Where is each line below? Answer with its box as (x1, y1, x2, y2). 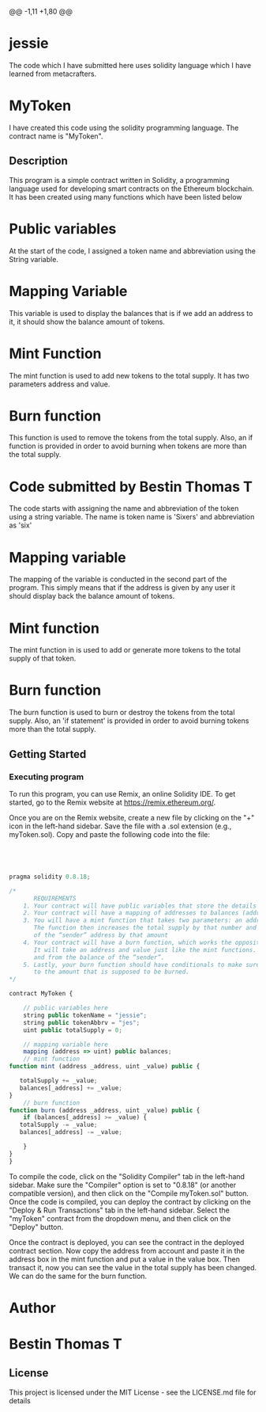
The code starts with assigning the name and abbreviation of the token (9, 504, 239, 513)
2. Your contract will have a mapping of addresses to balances (23, 909, 239, 917)
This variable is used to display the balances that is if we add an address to (9, 308, 253, 318)
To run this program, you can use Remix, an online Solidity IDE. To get (9, 789, 236, 798)
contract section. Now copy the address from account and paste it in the (9, 1246, 245, 1255)
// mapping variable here (23, 1041, 109, 1049)
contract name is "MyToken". (9, 131, 103, 141)
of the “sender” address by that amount (33, 931, 169, 939)
